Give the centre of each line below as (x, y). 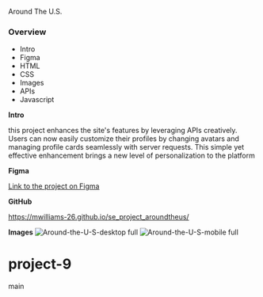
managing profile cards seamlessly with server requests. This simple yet (126, 147)
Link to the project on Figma (54, 186)
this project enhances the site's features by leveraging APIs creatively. (123, 131)
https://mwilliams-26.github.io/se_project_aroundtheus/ (99, 217)
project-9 (40, 264)
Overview (27, 32)
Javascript (37, 100)
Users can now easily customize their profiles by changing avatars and (124, 139)
